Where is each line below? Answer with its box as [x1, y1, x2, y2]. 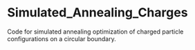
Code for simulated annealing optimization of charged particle [7, 27, 184, 36]
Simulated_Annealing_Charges [7, 5, 188, 21]
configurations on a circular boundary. [7, 34, 116, 42]
